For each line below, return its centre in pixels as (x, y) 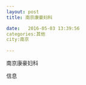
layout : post (23, 12)
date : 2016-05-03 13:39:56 (43, 28)
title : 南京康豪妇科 (29, 17)
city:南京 (18, 40)
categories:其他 (26, 34)
